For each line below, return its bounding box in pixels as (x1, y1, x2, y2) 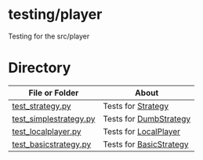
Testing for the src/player (8, 31, 90, 41)
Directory (8, 59, 71, 77)
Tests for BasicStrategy (103, 139, 190, 150)
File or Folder (28, 87, 79, 98)
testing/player (8, 5, 103, 24)
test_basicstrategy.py (12, 139, 92, 150)
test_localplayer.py (12, 125, 82, 136)
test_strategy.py (12, 100, 72, 111)
